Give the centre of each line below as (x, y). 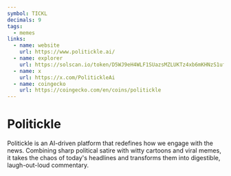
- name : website (36, 45)
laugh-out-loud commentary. (48, 165)
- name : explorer (38, 58)
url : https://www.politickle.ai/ (67, 52)
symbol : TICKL (27, 13)
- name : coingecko (40, 84)
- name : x (27, 71)
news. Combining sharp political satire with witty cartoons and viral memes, (114, 151)
